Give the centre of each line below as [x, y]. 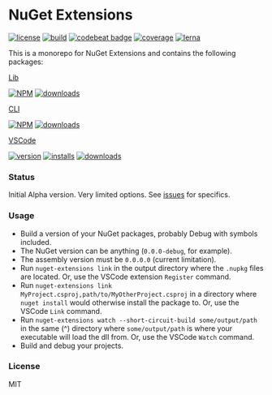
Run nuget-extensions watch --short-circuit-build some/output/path [138, 320]
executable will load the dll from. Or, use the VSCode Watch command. [137, 337]
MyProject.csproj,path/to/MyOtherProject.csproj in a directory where [138, 294]
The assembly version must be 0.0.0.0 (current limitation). [118, 259]
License [24, 367]
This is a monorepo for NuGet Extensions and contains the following [122, 53]
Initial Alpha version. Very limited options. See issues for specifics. [119, 195]
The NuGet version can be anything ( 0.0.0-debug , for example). [126, 251]
